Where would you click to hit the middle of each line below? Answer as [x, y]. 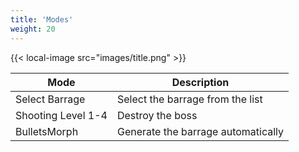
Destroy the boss [157, 115]
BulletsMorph [47, 131]
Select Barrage [50, 99]
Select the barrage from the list [189, 99]
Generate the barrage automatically [200, 131]
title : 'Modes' [42, 19]
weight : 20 [33, 29]
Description [200, 82]
